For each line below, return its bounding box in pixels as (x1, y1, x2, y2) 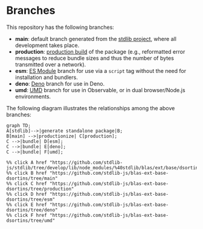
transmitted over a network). (14, 61, 86, 68)
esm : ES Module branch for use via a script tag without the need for (14, 67, 186, 74)
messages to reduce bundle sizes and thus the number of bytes (14, 54, 174, 61)
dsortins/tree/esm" (6, 196, 56, 202)
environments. (14, 93, 51, 100)
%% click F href (6, 212, 47, 218)
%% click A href (6, 159, 47, 166)
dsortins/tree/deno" (6, 207, 59, 213)
